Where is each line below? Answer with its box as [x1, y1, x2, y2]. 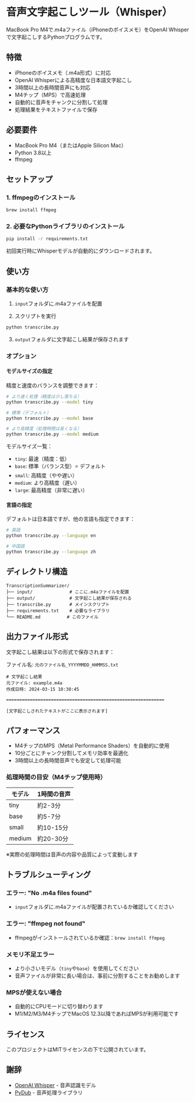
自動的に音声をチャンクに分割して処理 [14, 99, 108, 106]
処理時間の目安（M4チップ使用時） [6, 773, 107, 782]
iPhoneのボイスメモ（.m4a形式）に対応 [14, 69, 111, 76]
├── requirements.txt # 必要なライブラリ [6, 608, 110, 614]
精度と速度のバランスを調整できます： [6, 382, 99, 389]
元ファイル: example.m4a [6, 680, 63, 686]
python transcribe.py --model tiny [6, 399, 94, 405]
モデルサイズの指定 [6, 368, 53, 375]
